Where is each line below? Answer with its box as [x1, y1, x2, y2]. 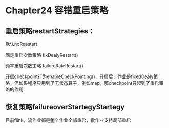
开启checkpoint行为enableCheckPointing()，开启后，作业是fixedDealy [5, 73, 154, 80]
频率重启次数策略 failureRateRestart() [5, 63, 83, 69]
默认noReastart [5, 41, 37, 47]
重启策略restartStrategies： [5, 27, 95, 35]
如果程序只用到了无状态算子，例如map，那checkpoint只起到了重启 [18, 80, 160, 86]
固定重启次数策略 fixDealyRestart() [5, 52, 78, 58]
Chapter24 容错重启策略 [5, 5, 109, 16]
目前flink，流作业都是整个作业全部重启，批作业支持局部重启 [5, 117, 131, 123]
